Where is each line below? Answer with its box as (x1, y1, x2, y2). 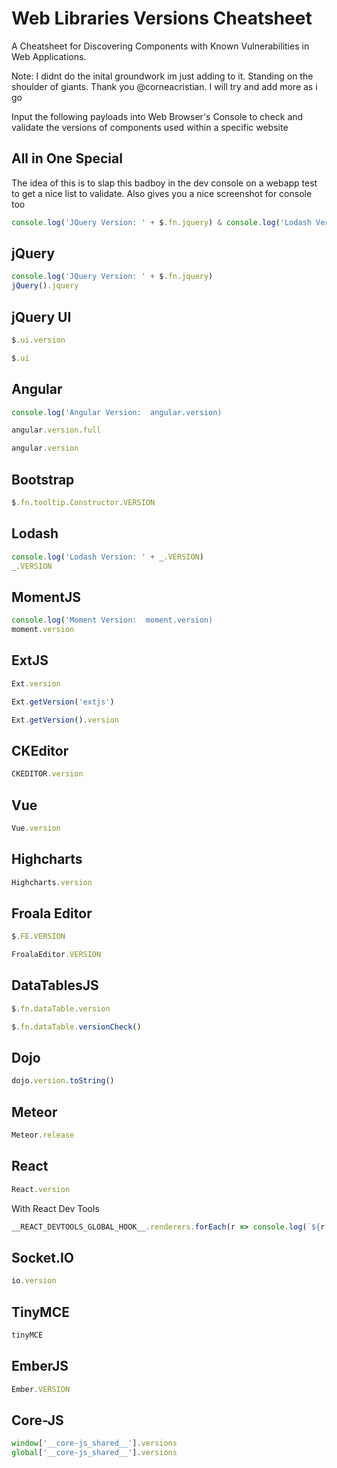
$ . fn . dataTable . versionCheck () (11, 1022, 142, 1032)
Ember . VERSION (11, 1384, 71, 1394)
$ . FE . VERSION (11, 932, 66, 942)
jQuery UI (11, 308, 72, 326)
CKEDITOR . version (11, 769, 84, 779)
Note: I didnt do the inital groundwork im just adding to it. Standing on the (11, 70, 314, 82)
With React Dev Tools (11, 1202, 100, 1214)
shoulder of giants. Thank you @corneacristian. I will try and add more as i (11, 80, 318, 92)
